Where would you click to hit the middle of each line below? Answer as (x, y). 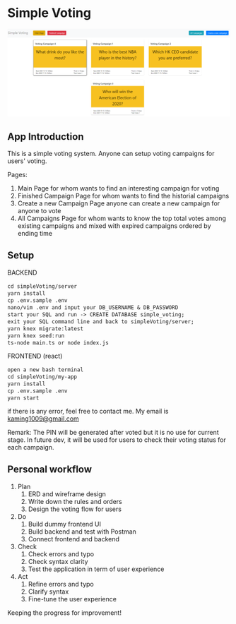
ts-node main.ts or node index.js (58, 343)
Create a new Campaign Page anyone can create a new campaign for (119, 203)
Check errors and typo (61, 554)
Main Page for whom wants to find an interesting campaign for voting (118, 188)
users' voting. (27, 161)
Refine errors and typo (61, 584)
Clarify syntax (48, 592)
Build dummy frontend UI (64, 524)
